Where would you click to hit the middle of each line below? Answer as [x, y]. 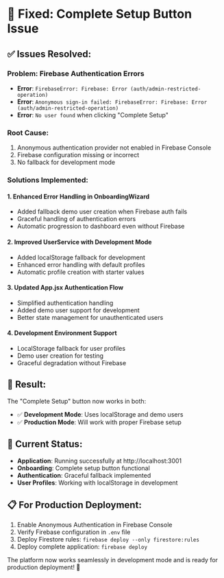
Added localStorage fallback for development [81, 257]
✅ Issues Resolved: [49, 54]
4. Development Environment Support [62, 333]
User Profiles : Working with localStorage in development [97, 483]
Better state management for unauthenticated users [90, 317]
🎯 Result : [27, 385]
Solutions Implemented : [48, 180]
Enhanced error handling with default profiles [81, 264]
